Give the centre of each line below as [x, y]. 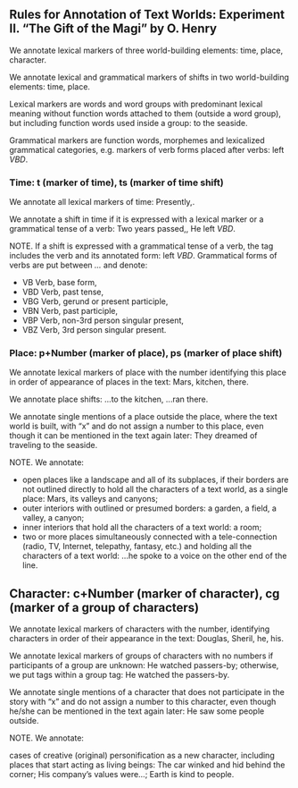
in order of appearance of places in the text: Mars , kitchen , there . [129, 382]
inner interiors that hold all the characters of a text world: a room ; [142, 528]
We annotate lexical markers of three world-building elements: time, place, [146, 50]
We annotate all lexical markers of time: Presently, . [102, 202]
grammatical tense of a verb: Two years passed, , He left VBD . [123, 229]
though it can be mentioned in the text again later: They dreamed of [133, 436]
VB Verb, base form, [59, 283]
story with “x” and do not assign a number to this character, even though [143, 702]
